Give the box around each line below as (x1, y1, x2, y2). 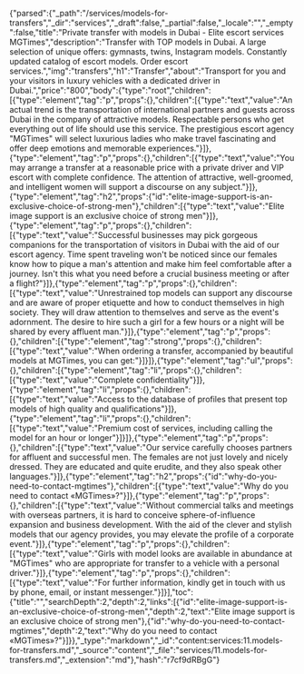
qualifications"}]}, (110, 403, 177, 414)
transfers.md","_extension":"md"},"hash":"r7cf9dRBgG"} (9, 654, 221, 665)
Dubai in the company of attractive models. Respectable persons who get (9, 114, 284, 124)
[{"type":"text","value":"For (9, 577, 111, 588)
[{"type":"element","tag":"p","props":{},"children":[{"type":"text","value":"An (9, 94, 293, 105)
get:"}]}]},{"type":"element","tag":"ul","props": (120, 355, 293, 366)
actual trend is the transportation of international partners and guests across (9, 104, 295, 114)
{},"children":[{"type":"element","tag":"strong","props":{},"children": (9, 336, 262, 346)
